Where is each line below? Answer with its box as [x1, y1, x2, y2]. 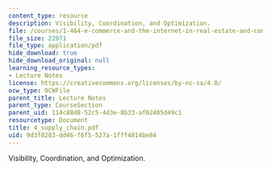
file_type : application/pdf [8, 42, 103, 50]
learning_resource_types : [8, 64, 95, 72]
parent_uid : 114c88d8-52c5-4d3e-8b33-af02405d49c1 [8, 109, 182, 117]
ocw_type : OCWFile [8, 86, 70, 95]
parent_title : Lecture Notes [8, 94, 106, 102]
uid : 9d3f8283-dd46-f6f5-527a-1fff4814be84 [8, 131, 157, 139]
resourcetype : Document [8, 116, 89, 124]
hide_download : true [8, 49, 78, 57]
